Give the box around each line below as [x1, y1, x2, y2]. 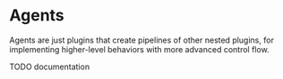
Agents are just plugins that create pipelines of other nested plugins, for [9, 35, 275, 45]
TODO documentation [9, 61, 90, 72]
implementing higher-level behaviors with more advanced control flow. [9, 43, 270, 54]
